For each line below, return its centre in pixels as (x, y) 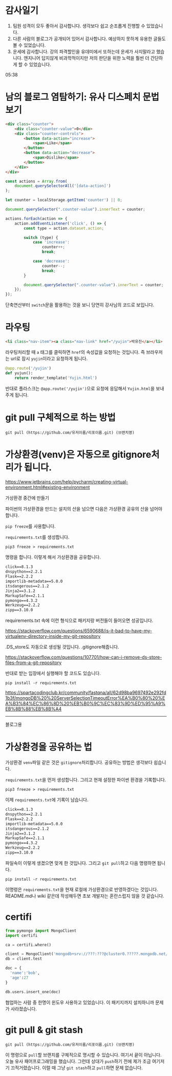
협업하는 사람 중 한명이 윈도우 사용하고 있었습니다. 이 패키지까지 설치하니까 (80, 1002)
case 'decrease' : (51, 261)
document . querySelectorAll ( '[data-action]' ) (63, 186)
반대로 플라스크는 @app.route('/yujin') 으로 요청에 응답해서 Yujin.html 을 (80, 388)
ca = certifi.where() (28, 945)
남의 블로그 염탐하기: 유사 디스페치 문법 (82, 97)
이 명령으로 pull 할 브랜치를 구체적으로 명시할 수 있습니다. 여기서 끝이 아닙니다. (84, 1055)
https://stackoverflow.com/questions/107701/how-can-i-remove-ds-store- (84, 657)
